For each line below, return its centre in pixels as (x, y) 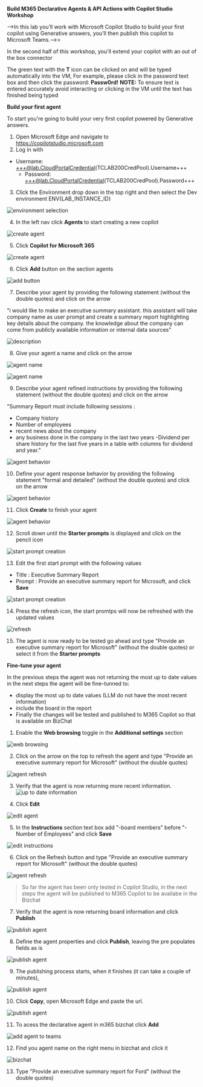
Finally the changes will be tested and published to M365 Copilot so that (105, 714)
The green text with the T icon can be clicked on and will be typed (89, 69)
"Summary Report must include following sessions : (71, 406)
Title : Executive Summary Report (57, 575)
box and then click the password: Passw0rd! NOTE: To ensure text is (93, 82)
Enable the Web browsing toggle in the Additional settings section (99, 733)
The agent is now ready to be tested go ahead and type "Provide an (100, 641)
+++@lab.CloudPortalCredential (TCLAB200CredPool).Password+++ (110, 180)
